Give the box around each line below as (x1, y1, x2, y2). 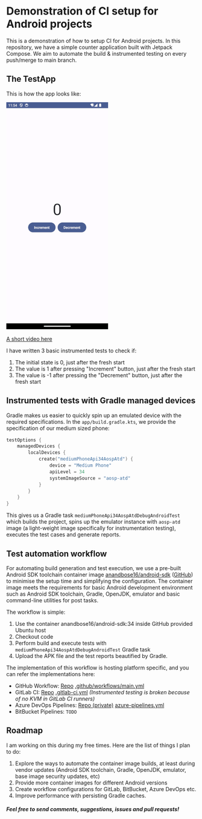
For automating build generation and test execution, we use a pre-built (6, 565, 181, 571)
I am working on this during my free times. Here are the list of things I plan (6, 742, 191, 749)
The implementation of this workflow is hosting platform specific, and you (6, 664, 189, 671)
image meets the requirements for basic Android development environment (6, 584, 193, 591)
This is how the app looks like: (6, 90, 81, 97)
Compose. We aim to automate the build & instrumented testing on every (6, 50, 187, 57)
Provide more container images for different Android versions (14, 779, 168, 786)
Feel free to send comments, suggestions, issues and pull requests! (6, 806, 180, 813)
